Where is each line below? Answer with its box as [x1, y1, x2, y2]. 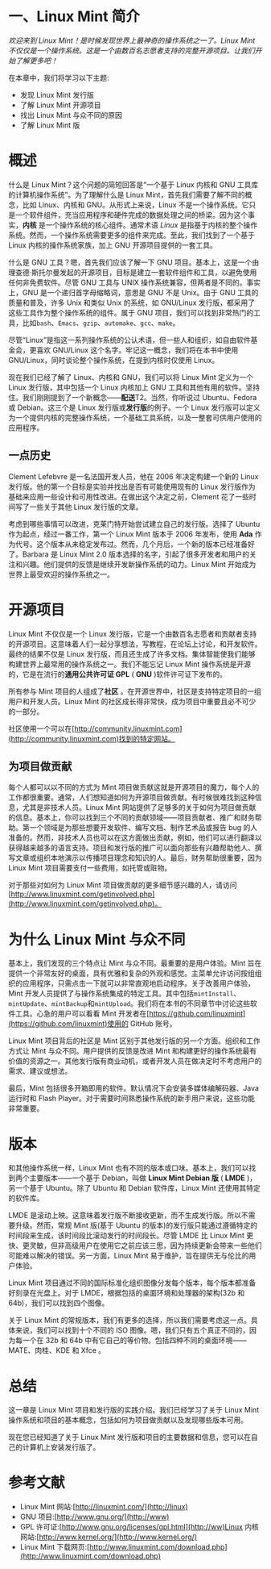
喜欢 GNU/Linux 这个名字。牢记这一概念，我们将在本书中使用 [35, 344, 239, 355]
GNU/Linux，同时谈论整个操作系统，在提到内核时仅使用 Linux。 [8, 355, 220, 365]
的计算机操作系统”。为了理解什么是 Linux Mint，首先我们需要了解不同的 [8, 190, 245, 199]
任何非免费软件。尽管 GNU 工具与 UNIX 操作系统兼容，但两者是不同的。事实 [8, 277, 261, 287]
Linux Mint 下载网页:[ [19, 1542, 90, 1552]
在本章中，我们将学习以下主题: [8, 73, 110, 82]
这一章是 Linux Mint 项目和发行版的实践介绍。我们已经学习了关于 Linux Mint [8, 1405, 260, 1415]
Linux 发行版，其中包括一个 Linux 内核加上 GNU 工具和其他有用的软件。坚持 [8, 382, 261, 392]
